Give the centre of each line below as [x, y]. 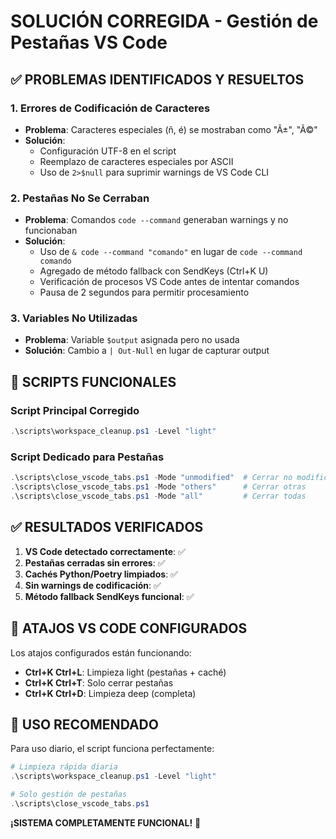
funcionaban [51, 231]
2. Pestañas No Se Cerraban [80, 198]
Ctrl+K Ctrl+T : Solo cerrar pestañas [99, 682]
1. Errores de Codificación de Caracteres [110, 108]
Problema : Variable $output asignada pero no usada [132, 340]
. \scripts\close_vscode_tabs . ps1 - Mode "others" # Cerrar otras [158, 487]
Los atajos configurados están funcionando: [101, 652]
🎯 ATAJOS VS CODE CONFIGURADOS [129, 628]
